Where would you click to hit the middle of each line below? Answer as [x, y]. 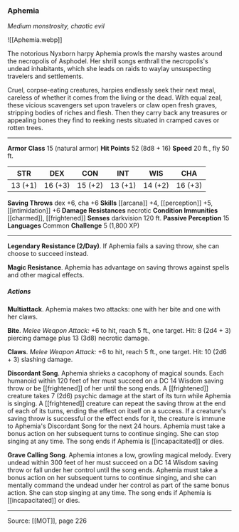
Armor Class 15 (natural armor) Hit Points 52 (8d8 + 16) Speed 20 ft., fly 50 [118, 149]
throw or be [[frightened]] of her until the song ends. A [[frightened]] [108, 388]
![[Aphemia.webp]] [35, 40]
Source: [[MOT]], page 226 [47, 521]
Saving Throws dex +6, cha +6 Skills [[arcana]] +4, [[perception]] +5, [110, 203]
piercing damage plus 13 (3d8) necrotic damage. [79, 338]
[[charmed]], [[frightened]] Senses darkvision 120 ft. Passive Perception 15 [118, 218]
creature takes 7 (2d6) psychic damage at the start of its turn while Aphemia [119, 396]
